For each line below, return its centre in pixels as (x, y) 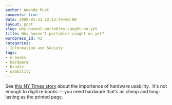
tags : (11, 52)
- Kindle (15, 67)
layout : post (19, 24)
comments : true (22, 15)
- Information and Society (34, 48)
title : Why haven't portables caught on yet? (55, 34)
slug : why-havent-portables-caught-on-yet (51, 29)
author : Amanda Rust (27, 10)
